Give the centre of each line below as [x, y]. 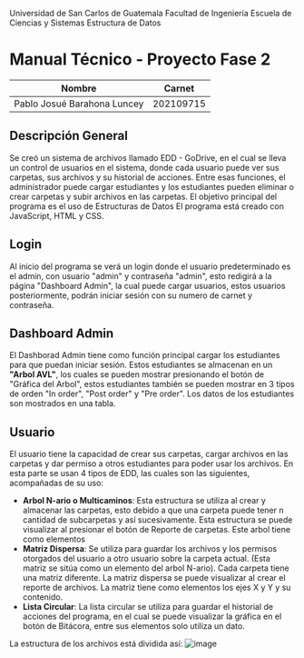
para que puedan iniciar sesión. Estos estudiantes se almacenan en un [141, 365]
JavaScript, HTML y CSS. [57, 215]
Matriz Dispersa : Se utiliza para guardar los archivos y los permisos [150, 549]
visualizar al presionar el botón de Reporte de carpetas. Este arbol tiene [157, 530]
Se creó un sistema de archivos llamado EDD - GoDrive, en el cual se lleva [148, 157]
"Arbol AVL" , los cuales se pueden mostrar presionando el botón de [137, 374]
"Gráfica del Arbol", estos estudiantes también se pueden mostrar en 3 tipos [152, 384]
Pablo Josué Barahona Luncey [79, 104]
